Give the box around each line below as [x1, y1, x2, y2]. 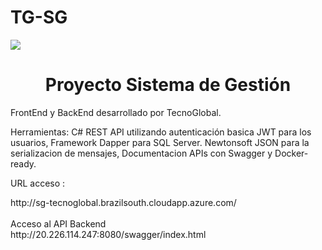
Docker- [274, 147, 309, 159]
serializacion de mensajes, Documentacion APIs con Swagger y [10, 147, 273, 159]
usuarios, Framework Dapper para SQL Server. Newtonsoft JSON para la [10, 136, 310, 148]
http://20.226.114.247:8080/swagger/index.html [10, 228, 207, 240]
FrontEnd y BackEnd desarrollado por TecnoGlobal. [10, 106, 222, 118]
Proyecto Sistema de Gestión [44, 74, 292, 96]
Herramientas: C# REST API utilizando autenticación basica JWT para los [10, 126, 312, 138]
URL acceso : [10, 177, 66, 189]
